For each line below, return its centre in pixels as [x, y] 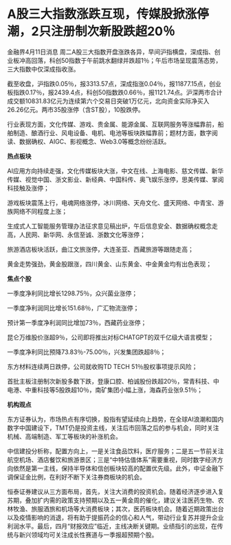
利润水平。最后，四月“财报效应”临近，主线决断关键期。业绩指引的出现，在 [112, 526]
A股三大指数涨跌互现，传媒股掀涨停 [108, 14]
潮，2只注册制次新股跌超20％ [91, 31]
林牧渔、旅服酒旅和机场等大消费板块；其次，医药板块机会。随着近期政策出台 [115, 508]
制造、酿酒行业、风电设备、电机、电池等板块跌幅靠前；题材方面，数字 [112, 132]
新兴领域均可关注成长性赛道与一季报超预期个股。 [88, 535]
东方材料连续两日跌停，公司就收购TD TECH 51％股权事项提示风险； [102, 366]
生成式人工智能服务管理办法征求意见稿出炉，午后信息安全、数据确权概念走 [112, 226]
